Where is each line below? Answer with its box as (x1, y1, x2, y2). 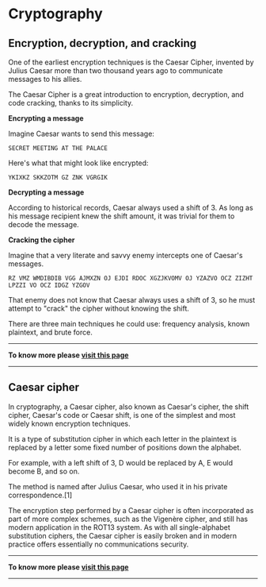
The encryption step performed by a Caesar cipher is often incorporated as (8, 505, 254, 515)
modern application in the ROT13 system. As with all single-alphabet (8, 522, 231, 532)
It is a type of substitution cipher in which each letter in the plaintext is (8, 434, 237, 443)
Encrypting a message (8, 114, 84, 123)
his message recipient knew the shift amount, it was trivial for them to (8, 211, 235, 221)
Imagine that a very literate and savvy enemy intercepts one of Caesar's (8, 251, 243, 260)
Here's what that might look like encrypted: (8, 158, 149, 168)
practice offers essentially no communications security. (8, 539, 189, 549)
